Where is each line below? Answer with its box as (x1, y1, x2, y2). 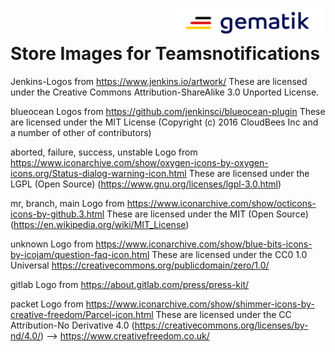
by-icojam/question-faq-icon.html (10, 248, 150, 260)
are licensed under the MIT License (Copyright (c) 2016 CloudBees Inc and (10, 116, 319, 128)
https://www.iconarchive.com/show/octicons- (126, 197, 317, 209)
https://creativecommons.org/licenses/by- (134, 319, 309, 331)
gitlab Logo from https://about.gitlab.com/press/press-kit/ (10, 278, 250, 290)
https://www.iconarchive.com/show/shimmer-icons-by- (85, 298, 315, 310)
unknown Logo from (10, 238, 94, 250)
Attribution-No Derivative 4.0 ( (10, 319, 135, 331)
